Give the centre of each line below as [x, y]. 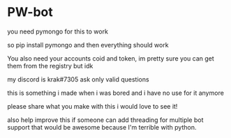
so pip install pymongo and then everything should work [88, 45]
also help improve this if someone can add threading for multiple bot [105, 120]
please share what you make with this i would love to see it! [92, 106]
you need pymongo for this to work [58, 31]
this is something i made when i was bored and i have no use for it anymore [116, 93]
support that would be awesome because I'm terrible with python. [102, 127]
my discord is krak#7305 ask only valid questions [78, 79]
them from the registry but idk [50, 66]
